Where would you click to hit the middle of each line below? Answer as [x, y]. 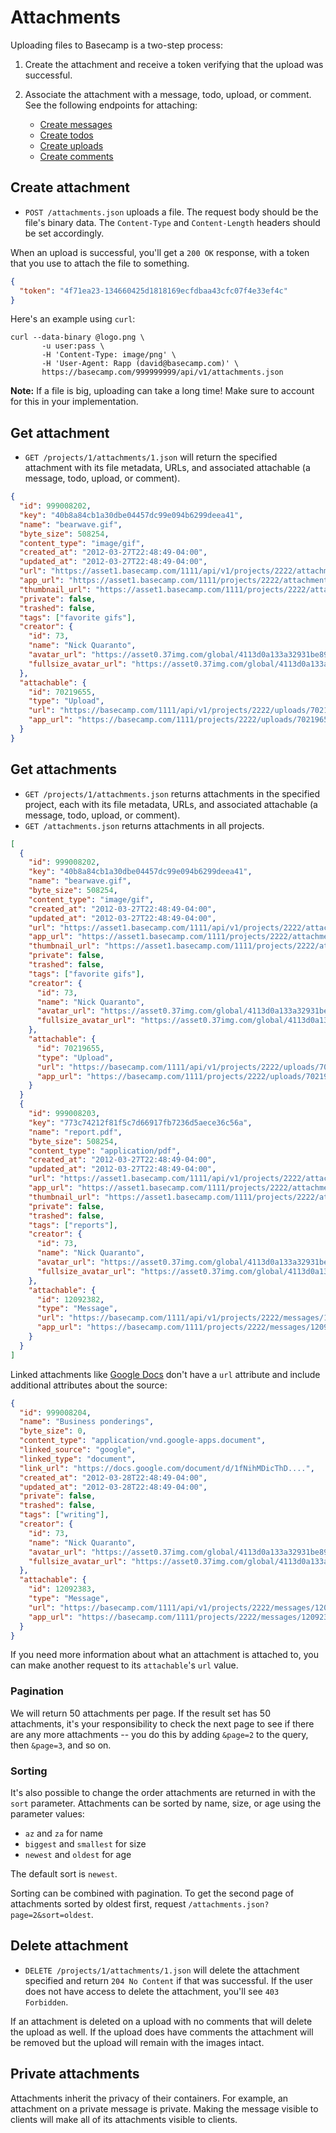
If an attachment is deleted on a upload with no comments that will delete [161, 2021]
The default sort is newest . [64, 1873]
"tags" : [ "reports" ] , [73, 1225]
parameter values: [47, 1813]
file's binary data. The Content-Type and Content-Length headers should [172, 222]
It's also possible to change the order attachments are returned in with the [163, 1792]
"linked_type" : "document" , [78, 1459]
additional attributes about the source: [89, 1385]
